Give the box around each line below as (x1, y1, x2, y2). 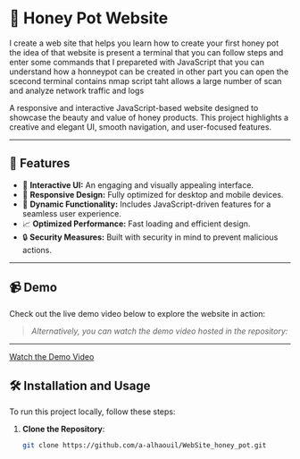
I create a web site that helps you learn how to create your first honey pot (9, 38, 279, 48)
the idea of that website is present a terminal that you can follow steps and (9, 47, 284, 57)
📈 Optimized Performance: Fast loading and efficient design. (21, 218, 251, 229)
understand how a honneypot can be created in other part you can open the (9, 66, 289, 77)
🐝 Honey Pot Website (9, 8, 169, 29)
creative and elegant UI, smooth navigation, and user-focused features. (9, 121, 272, 132)
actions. (21, 244, 52, 255)
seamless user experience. (21, 208, 122, 218)
